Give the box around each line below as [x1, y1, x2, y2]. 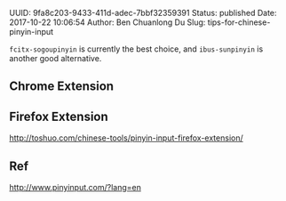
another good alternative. [9, 53, 102, 63]
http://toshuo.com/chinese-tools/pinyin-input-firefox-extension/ [9, 133, 243, 143]
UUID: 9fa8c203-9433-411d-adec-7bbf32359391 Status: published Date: [9, 8, 277, 18]
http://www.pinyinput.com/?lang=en [9, 182, 142, 193]
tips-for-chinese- [207, 17, 271, 28]
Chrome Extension [9, 79, 114, 94]
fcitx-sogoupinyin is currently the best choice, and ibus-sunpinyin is [9, 44, 264, 54]
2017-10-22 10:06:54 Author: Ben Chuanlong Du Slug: [9, 17, 206, 28]
